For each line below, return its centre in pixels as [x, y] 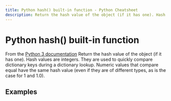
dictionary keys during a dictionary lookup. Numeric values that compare [82, 65]
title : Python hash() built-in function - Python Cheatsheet [72, 10]
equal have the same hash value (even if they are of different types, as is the [86, 70]
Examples [21, 92]
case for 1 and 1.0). [25, 76]
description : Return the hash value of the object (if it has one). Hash [86, 15]
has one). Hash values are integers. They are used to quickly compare [79, 60]
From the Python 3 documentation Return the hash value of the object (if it [83, 54]
